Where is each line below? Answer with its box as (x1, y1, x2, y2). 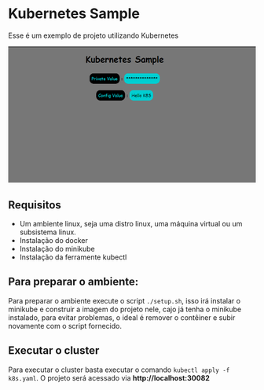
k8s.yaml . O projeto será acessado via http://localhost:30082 (8, 373, 211, 382)
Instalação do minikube (19, 244, 96, 253)
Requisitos (8, 198, 61, 212)
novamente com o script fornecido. (8, 321, 122, 330)
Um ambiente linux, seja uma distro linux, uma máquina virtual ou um (19, 219, 243, 228)
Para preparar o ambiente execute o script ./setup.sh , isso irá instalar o (8, 296, 241, 305)
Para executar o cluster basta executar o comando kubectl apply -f (8, 365, 230, 374)
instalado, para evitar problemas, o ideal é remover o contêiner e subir (8, 312, 236, 322)
